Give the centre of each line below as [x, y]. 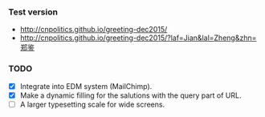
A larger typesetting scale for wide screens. [92, 104]
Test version [33, 12]
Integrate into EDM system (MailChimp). [86, 86]
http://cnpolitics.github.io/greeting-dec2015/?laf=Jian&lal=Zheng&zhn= [138, 38]
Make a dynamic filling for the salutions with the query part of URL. [130, 95]
